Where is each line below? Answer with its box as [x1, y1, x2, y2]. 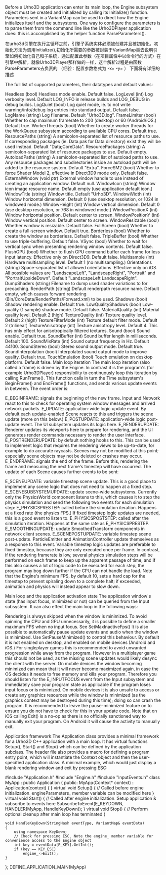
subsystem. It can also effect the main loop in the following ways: [5, 604, 138, 609]
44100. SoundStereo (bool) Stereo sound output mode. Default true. [5, 343, 144, 349]
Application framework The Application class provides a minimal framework [5, 733, 159, 739]
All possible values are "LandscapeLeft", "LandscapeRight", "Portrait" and [5, 270, 156, 276]
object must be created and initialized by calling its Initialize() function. [5, 9, 149, 15]
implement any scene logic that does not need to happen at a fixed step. [5, 484, 153, 489]
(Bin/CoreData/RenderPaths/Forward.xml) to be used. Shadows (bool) [5, 296, 148, 302]
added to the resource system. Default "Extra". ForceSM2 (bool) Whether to [5, 165, 160, 170]
